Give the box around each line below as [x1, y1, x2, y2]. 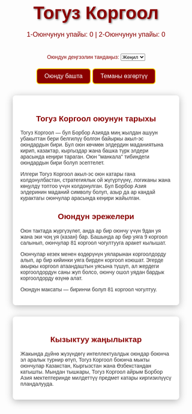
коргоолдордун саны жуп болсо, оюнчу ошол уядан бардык [20, 268, 164, 276]
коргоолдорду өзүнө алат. [20, 274, 83, 282]
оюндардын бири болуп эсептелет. [20, 159, 105, 166]
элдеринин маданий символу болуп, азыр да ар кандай [20, 189, 155, 196]
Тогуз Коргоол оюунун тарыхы [36, 114, 156, 123]
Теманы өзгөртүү [100, 73, 148, 80]
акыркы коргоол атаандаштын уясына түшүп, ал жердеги [20, 262, 159, 270]
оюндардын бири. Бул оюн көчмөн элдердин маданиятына [20, 141, 164, 148]
